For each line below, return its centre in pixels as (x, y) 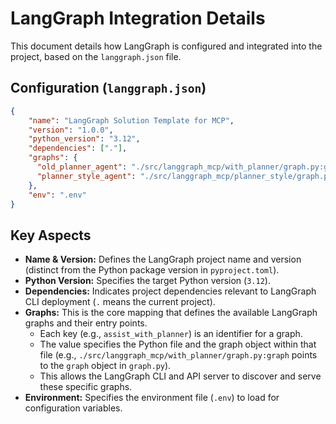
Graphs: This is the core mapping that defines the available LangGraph (171, 313)
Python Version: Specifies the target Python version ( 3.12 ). (147, 281)
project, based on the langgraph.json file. (96, 56)
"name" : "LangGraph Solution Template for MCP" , (131, 120)
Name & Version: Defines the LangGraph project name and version (163, 259)
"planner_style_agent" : (86, 176)
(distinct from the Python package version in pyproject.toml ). (152, 270)
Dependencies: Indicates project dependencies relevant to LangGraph (170, 291)
